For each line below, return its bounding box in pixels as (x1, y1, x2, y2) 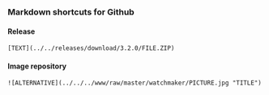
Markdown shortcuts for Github (7, 6, 134, 18)
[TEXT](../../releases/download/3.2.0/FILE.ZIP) (7, 44, 175, 52)
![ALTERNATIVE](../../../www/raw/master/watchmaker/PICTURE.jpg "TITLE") (7, 79, 263, 87)
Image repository (7, 61, 67, 71)
